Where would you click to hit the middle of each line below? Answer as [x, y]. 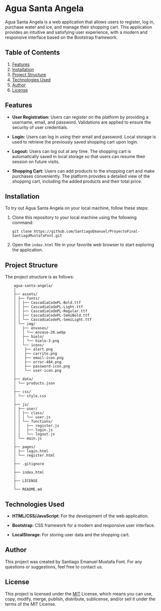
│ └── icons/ [29, 345]
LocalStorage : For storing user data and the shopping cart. [71, 535]
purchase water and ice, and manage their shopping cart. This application [79, 27]
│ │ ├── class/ [29, 413]
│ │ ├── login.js [33, 430]
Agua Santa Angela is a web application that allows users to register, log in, [80, 22]
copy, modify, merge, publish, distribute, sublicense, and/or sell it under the [80, 599]
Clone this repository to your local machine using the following [74, 217]
